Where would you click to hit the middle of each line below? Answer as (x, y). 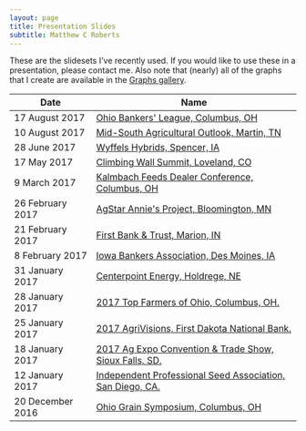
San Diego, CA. (128, 386)
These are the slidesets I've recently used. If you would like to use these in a (153, 61)
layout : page (34, 18)
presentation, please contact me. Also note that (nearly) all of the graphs (146, 70)
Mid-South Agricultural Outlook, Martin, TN (189, 133)
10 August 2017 (50, 133)
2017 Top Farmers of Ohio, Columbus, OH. (188, 303)
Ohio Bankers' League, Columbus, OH (177, 118)
